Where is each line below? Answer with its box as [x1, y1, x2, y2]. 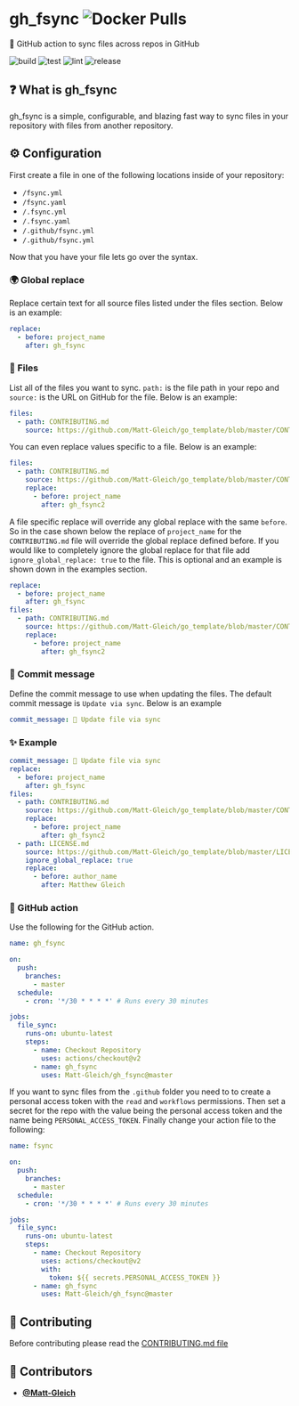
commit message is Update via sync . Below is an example [9, 697, 222, 708]
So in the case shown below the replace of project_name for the [9, 525, 242, 536]
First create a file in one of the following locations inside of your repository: [9, 169, 285, 180]
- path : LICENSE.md [17, 839, 90, 848]
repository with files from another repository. [9, 120, 174, 131]
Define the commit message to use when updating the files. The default [9, 688, 272, 699]
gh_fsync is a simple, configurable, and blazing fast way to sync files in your [9, 110, 289, 121]
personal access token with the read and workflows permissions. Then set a [9, 1096, 287, 1107]
